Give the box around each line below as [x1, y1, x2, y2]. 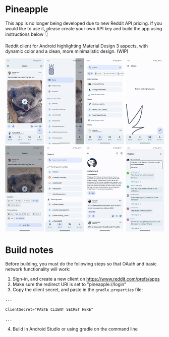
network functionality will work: [5, 266, 71, 273]
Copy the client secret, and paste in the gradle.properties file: [12, 287, 143, 293]
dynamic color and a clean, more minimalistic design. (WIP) [5, 48, 129, 54]
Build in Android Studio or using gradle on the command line [12, 326, 138, 332]
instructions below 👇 [5, 31, 49, 37]
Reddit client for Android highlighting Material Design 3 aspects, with [5, 43, 148, 49]
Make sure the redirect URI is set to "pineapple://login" [12, 281, 127, 288]
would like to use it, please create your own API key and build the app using [5, 25, 162, 31]
